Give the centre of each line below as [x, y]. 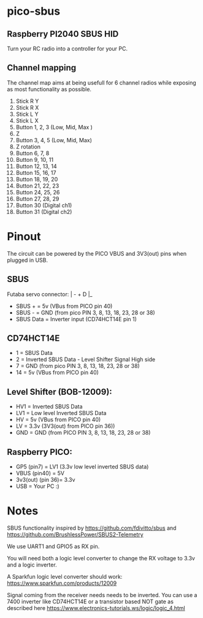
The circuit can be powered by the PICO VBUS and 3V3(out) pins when [97, 253]
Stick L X [27, 120]
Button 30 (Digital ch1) [44, 205]
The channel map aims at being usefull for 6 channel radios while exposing [102, 82]
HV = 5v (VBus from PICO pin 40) [58, 420]
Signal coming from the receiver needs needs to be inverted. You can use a [102, 595]
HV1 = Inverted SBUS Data [49, 406]
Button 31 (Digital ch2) [44, 212]
